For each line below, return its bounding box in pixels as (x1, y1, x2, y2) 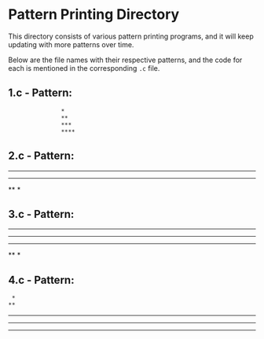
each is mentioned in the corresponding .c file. (8, 63, 160, 72)
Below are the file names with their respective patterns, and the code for (8, 55, 243, 64)
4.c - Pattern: (8, 273, 75, 286)
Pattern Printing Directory (8, 6, 180, 24)
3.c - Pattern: (8, 207, 75, 221)
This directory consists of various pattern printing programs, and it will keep (8, 31, 254, 41)
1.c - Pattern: (8, 87, 72, 100)
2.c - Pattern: (8, 149, 75, 163)
